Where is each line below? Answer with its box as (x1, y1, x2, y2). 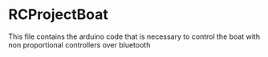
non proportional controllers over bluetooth (8, 40, 151, 49)
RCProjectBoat (8, 6, 108, 24)
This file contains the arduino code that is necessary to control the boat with (8, 32, 261, 41)
